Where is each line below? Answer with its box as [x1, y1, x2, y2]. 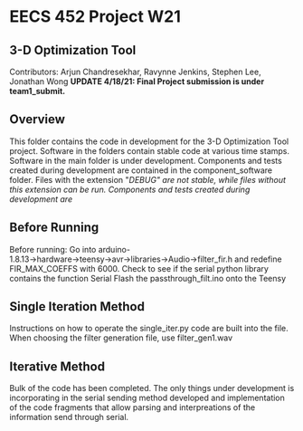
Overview [9, 111, 66, 128]
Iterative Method [9, 359, 106, 374]
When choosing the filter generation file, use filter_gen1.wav [9, 332, 233, 343]
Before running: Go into [9, 244, 97, 254]
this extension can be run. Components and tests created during [9, 184, 251, 195]
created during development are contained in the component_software [9, 165, 273, 176]
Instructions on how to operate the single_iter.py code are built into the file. [9, 323, 289, 334]
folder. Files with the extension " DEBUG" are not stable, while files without [9, 174, 287, 185]
